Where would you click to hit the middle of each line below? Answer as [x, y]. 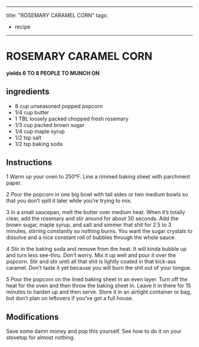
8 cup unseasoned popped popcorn [59, 106]
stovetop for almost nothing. [41, 338]
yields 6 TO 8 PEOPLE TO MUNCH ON [53, 73]
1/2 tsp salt [28, 138]
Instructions [29, 162]
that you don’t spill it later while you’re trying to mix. [69, 201]
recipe [23, 27]
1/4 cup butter [32, 112]
